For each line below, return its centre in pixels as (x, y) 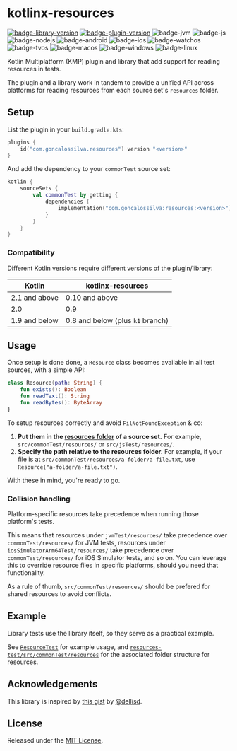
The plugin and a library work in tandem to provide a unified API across (110, 82)
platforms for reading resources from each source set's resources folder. (113, 90)
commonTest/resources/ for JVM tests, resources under (87, 543)
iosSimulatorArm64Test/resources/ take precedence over (91, 550)
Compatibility (31, 252)
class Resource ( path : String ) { (55, 383)
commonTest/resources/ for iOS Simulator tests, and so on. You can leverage (117, 558)
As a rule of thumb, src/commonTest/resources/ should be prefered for (109, 587)
